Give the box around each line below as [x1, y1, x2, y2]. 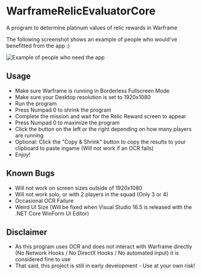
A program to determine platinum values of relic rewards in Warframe [6, 24, 178, 31]
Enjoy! [14, 151, 31, 158]
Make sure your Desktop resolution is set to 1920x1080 [14, 93, 151, 100]
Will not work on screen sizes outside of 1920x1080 [14, 184, 143, 192]
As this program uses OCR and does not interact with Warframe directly [14, 243, 193, 250]
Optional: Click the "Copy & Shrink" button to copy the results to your [14, 138, 186, 145]
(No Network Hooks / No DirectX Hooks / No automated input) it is [14, 249, 179, 256]
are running [14, 131, 44, 139]
